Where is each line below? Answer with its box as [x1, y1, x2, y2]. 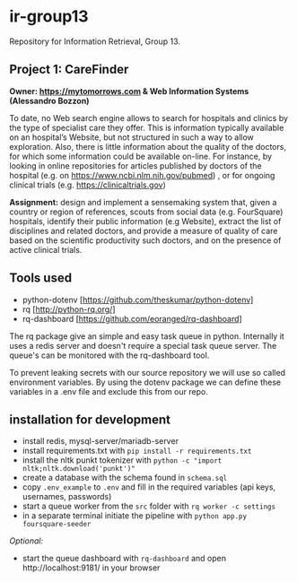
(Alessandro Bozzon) [9, 95, 90, 106]
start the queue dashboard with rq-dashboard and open [22, 553, 227, 564]
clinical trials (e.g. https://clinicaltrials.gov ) [9, 179, 166, 190]
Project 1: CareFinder [9, 62, 129, 77]
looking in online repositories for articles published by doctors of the [9, 160, 262, 171]
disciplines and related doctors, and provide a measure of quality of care [9, 225, 278, 236]
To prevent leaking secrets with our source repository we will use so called [9, 367, 285, 378]
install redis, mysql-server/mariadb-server [22, 436, 179, 447]
